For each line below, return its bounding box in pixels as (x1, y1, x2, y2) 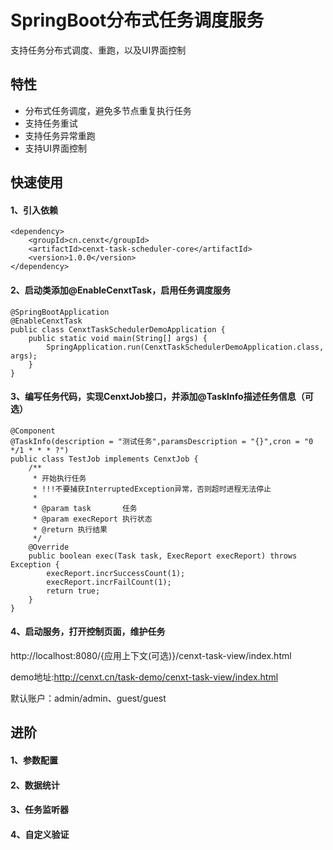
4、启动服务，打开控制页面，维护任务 (10, 626, 166, 638)
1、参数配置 (10, 754, 59, 766)
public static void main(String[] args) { (28, 333, 208, 343)
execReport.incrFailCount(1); (46, 577, 172, 587)
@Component (10, 426, 56, 436)
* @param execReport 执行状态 (32, 514, 153, 524)
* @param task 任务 (32, 503, 138, 513)
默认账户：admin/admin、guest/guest (10, 692, 167, 704)
